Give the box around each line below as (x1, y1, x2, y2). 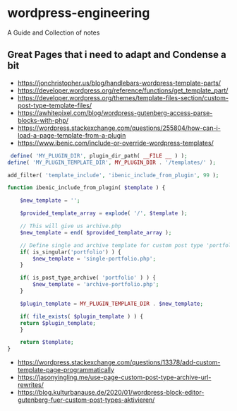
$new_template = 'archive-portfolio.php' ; (32, 281, 159, 288)
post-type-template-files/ (17, 101, 92, 109)
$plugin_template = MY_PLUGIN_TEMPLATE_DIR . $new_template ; (20, 300, 203, 307)
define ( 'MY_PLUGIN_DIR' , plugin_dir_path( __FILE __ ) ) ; (10, 152, 188, 160)
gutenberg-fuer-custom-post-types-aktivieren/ (17, 395, 155, 404)
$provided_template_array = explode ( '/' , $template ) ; (20, 210, 188, 217)
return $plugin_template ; (20, 319, 97, 326)
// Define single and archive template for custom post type (20, 242, 203, 249)
